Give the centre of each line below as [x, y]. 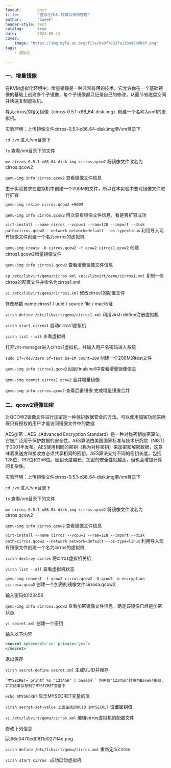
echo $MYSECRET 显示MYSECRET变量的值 [48, 696]
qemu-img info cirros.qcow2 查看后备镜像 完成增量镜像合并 [68, 390]
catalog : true [26, 29]
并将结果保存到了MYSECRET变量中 [35, 686]
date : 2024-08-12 [33, 34]
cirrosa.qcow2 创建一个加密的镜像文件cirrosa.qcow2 [60, 584]
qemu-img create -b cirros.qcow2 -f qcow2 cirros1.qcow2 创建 [72, 247]
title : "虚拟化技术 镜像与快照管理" [48, 15]
